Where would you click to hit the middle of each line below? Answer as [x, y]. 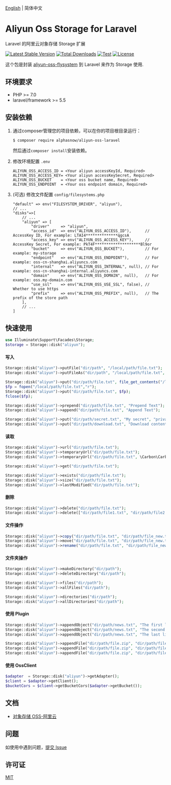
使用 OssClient [21, 665]
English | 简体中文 [24, 8]
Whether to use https [35, 289]
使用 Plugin [17, 614]
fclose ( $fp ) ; [19, 396]
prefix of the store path [40, 298]
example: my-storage [34, 253]
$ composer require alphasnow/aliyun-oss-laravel [66, 140]
